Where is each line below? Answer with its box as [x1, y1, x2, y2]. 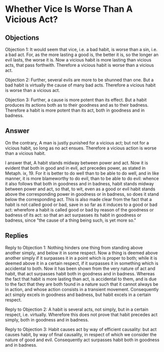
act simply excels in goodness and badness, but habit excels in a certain [5, 292, 151, 297]
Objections [5, 33, 40, 42]
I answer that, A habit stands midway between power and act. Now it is [5, 160, 148, 166]
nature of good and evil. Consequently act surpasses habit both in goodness [5, 337, 160, 343]
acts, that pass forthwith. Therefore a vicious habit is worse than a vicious [5, 62, 154, 68]
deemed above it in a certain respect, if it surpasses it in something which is [5, 260, 159, 266]
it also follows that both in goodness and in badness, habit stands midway [5, 180, 154, 186]
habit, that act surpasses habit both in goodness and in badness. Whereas [5, 270, 155, 276]
